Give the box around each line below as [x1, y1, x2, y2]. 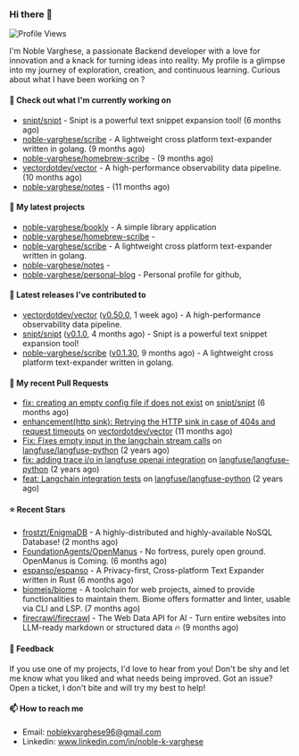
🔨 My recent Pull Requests [9, 378, 109, 388]
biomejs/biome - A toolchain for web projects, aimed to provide [21, 584, 255, 595]
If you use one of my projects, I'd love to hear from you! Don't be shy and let [9, 663, 290, 674]
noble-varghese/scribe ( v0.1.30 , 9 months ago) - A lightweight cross [21, 347, 274, 358]
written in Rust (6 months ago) [21, 574, 134, 585]
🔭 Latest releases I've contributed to [9, 290, 146, 301]
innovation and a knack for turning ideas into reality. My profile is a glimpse [9, 55, 286, 66]
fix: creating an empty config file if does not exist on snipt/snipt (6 [21, 397, 266, 408]
